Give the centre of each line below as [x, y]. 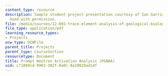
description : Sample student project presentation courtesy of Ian [77, 14]
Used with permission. [33, 19]
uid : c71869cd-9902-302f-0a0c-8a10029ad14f [51, 65]
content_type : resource [30, 10]
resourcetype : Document [30, 56]
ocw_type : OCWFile [24, 42]
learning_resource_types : [32, 33]
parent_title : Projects [30, 47]
